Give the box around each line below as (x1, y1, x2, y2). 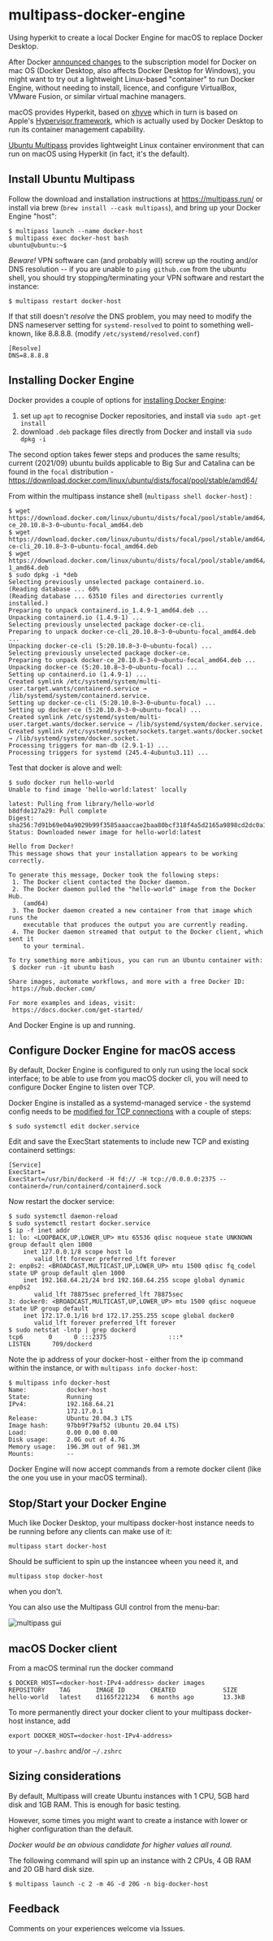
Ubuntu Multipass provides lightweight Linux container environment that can (8, 140, 265, 149)
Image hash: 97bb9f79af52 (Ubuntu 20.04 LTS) (8, 1422, 180, 1430)
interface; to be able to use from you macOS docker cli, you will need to (8, 1074, 249, 1084)
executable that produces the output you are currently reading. (23, 921, 249, 929)
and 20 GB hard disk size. (8, 1864, 95, 1874)
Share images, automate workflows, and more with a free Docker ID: (8, 977, 245, 986)
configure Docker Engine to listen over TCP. (8, 1082, 155, 1092)
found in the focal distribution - (8, 466, 115, 476)
